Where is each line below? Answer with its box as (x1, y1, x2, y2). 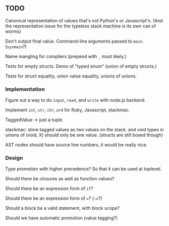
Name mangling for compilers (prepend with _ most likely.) (5, 53, 127, 59)
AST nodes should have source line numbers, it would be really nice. (5, 142, 148, 148)
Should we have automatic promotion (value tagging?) (5, 215, 118, 221)
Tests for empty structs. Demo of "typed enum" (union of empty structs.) (5, 63, 157, 69)
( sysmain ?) (5, 43, 27, 50)
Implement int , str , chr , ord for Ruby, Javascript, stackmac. (5, 107, 130, 113)
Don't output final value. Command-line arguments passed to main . (5, 38, 144, 44)
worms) (5, 28, 21, 34)
